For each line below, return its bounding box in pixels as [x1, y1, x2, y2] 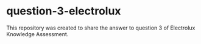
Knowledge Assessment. [6, 30, 69, 37]
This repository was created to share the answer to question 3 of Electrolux [6, 24, 196, 31]
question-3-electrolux [6, 4, 121, 18]
